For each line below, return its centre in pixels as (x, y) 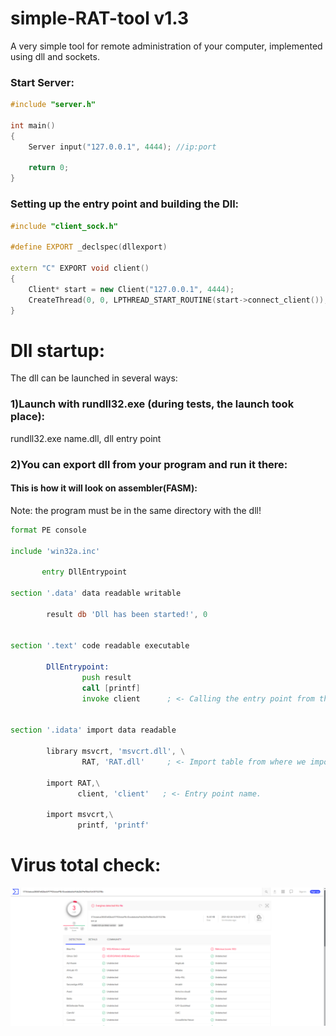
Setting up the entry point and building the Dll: (125, 204)
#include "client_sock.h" (64, 226)
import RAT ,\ (73, 783)
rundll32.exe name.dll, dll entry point (86, 438)
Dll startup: (57, 350)
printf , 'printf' (113, 825)
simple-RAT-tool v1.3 (100, 18)
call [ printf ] (111, 688)
